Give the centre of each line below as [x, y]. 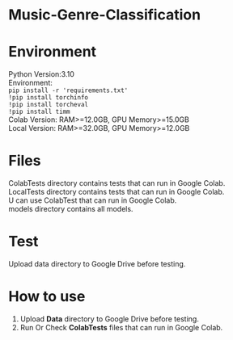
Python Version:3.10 [42, 74]
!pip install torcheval [49, 105]
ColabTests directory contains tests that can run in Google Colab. [117, 183]
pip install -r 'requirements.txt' [68, 90]
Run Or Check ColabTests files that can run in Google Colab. [121, 327]
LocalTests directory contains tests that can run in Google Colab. [116, 192]
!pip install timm [39, 112]
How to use [47, 297]
